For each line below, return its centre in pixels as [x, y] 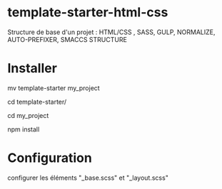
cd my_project [28, 115]
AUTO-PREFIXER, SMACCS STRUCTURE [67, 39]
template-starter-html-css [88, 12]
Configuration [50, 158]
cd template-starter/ [37, 102]
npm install [24, 129]
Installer [32, 69]
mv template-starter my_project [54, 88]
